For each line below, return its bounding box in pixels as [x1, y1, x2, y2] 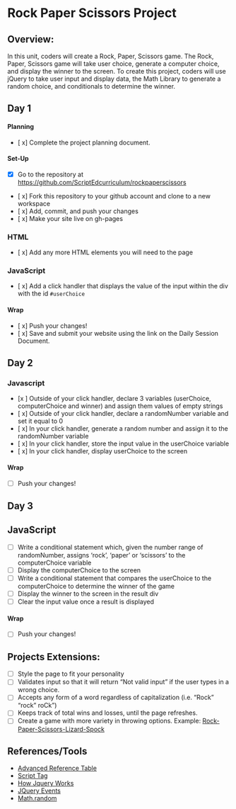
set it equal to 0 [17, 417, 64, 426]
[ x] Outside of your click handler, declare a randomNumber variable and [17, 409, 229, 418]
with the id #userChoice [17, 289, 85, 298]
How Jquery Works [17, 779, 74, 788]
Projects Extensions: [7, 650, 100, 663]
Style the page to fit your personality [17, 669, 125, 678]
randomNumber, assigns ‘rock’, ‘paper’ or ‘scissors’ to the [17, 550, 186, 559]
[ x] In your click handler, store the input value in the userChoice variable [17, 439, 230, 448]
